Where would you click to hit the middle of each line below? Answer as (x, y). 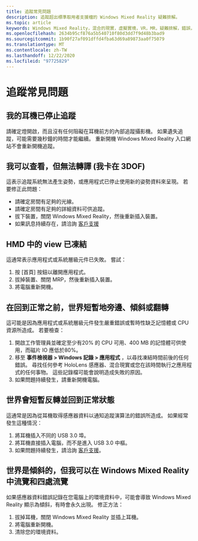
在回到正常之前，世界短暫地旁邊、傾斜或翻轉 (88, 307)
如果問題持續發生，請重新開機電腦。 (59, 380)
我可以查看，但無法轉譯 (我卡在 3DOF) (76, 166)
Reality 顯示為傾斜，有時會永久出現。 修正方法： (65, 504)
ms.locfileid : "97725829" (38, 61)
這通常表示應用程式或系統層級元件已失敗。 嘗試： (66, 260)
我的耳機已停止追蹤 (41, 116)
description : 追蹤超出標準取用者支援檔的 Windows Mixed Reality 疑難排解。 (93, 17)
